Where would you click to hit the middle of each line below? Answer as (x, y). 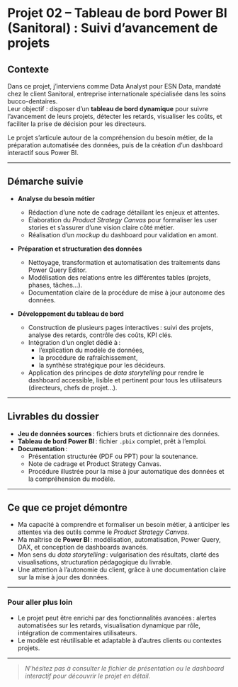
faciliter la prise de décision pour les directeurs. (77, 124)
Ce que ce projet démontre (67, 508)
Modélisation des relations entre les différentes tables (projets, (119, 277)
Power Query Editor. (57, 270)
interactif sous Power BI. (43, 153)
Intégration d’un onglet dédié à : (74, 342)
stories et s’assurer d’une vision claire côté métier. (101, 227)
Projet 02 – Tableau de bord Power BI (118, 13)
